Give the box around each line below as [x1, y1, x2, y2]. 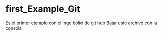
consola [5, 25, 22, 31]
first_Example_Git [5, 3, 80, 15]
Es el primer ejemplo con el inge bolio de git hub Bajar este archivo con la [5, 20, 157, 26]
